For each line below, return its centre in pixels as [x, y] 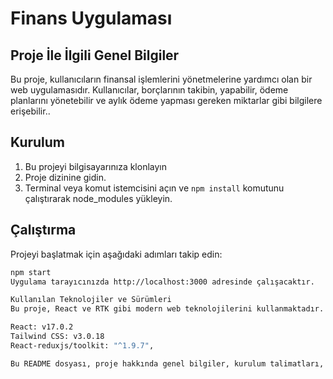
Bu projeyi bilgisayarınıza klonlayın [95, 166]
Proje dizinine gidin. [65, 177]
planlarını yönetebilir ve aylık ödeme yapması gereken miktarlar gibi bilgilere [166, 100]
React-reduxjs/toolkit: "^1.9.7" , [82, 345]
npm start [31, 272]
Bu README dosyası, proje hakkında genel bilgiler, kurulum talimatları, [167, 363]
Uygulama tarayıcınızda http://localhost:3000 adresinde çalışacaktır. [162, 282]
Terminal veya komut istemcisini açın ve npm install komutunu [154, 188]
